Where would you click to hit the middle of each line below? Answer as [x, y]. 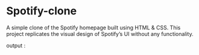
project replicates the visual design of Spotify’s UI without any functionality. [100, 33]
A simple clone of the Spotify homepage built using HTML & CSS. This [93, 27]
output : [16, 45]
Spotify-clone [42, 11]
